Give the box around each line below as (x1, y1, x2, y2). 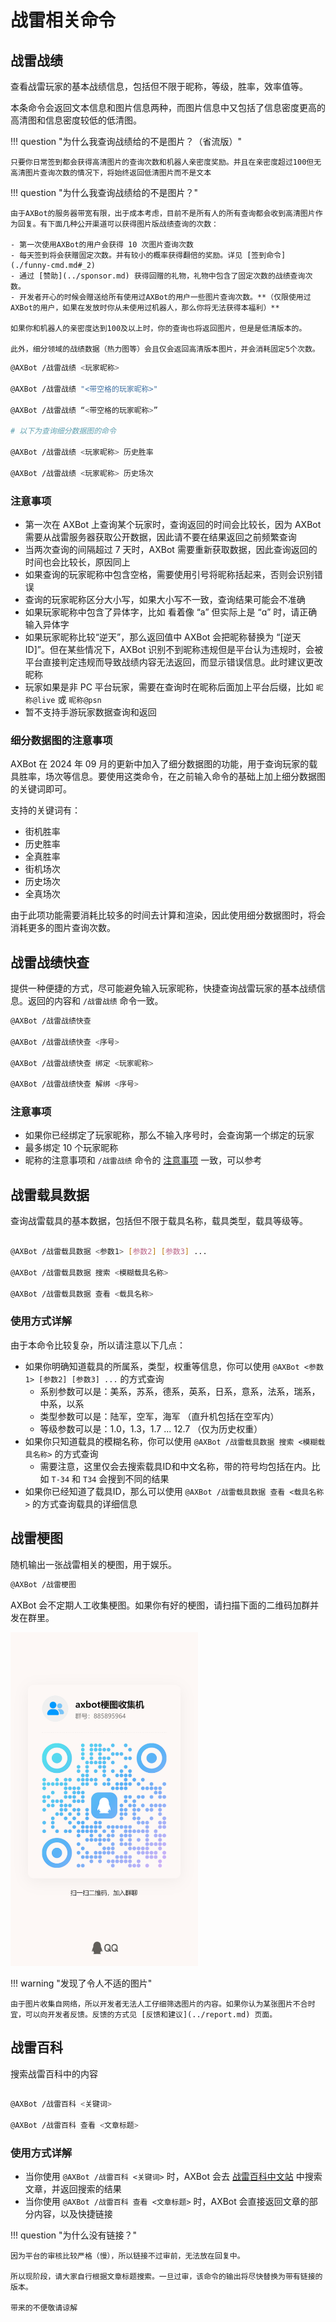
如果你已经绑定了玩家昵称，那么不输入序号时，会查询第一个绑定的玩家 (24, 1129, 315, 1141)
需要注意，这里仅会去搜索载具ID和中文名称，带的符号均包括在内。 (39, 1460, 312, 1472)
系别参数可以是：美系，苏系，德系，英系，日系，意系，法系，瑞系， (39, 1385, 321, 1397)
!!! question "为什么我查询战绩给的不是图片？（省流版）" (10, 136, 243, 147)
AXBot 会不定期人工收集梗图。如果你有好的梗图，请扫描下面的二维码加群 (10, 1599, 311, 1611)
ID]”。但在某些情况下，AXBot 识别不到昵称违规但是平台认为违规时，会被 (24, 643, 324, 655)
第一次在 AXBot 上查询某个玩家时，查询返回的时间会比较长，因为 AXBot (24, 518, 322, 530)
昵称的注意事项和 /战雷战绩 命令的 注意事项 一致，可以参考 (24, 1154, 263, 1166)
